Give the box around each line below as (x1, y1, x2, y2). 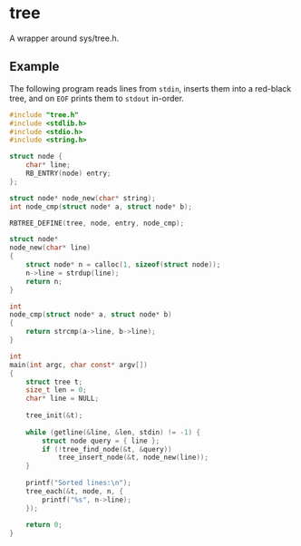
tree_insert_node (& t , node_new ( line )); (57, 453, 209, 463)
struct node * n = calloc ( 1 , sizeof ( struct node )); (25, 260, 221, 269)
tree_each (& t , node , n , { (25, 486, 124, 496)
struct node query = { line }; (42, 436, 160, 445)
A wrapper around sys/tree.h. (9, 33, 120, 44)
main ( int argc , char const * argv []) (9, 360, 148, 369)
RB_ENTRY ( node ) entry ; (25, 169, 112, 178)
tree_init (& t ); (25, 411, 83, 420)
